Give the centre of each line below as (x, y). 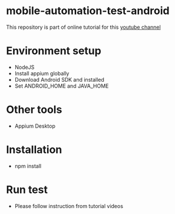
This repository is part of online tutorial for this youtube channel (83, 27)
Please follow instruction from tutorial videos (69, 206)
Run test (27, 190)
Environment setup (54, 51)
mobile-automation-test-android (88, 11)
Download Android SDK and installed (60, 79)
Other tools (34, 110)
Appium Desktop (35, 126)
